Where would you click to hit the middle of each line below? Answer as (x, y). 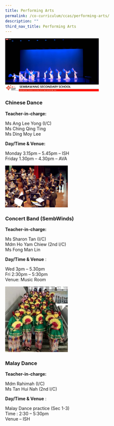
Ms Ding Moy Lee (23, 134)
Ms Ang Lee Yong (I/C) (28, 123)
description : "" (22, 21)
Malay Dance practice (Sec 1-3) (37, 409)
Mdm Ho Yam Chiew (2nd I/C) (36, 244)
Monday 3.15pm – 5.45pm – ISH (37, 153)
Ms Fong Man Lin (23, 249)
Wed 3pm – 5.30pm (25, 269)
